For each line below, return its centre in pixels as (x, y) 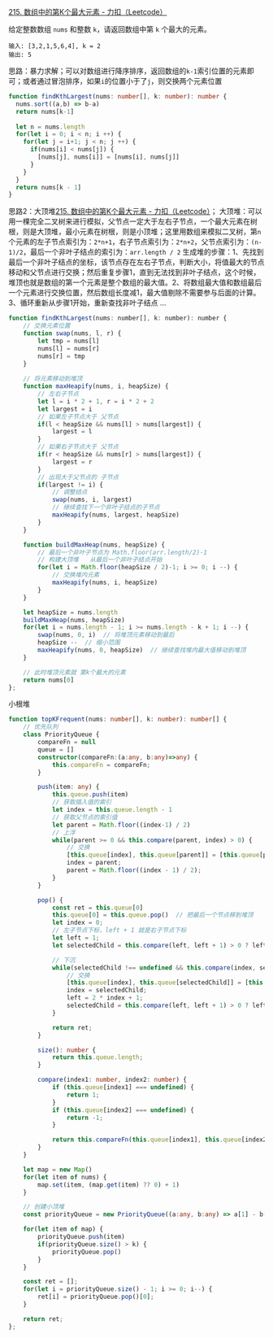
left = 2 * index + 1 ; (105, 998)
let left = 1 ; (76, 938)
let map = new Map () (58, 1170)
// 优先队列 (41, 727)
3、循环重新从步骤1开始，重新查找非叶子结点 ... (87, 303)
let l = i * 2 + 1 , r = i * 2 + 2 (96, 401)
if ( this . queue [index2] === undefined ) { (123, 1110)
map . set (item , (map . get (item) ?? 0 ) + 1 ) (109, 1185)
